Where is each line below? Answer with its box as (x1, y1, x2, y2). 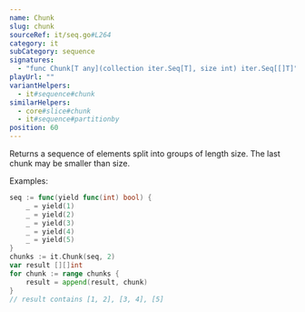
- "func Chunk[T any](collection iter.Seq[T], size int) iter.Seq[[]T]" (17, 65, 299, 74)
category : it (9, 38, 59, 48)
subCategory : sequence (9, 47, 95, 56)
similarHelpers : (9, 97, 71, 107)
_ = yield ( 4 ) (25, 226, 75, 237)
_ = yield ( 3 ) (25, 218, 75, 227)
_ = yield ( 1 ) (25, 201, 75, 210)
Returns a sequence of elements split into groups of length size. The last (9, 148, 281, 159)
